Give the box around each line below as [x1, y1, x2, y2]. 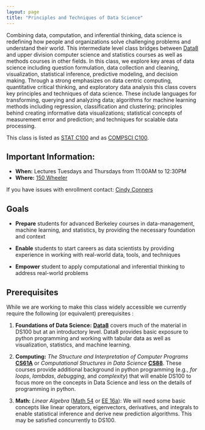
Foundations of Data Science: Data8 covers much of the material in [15, 321, 187, 329]
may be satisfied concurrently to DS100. [15, 416, 116, 424]
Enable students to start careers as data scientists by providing [15, 245, 175, 252]
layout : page [6, 9, 40, 15]
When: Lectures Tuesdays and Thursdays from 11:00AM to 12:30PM [15, 168, 187, 175]
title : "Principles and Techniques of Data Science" [6, 15, 143, 21]
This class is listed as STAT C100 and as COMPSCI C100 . [6, 134, 149, 141]
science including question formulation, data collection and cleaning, [6, 63, 179, 71]
